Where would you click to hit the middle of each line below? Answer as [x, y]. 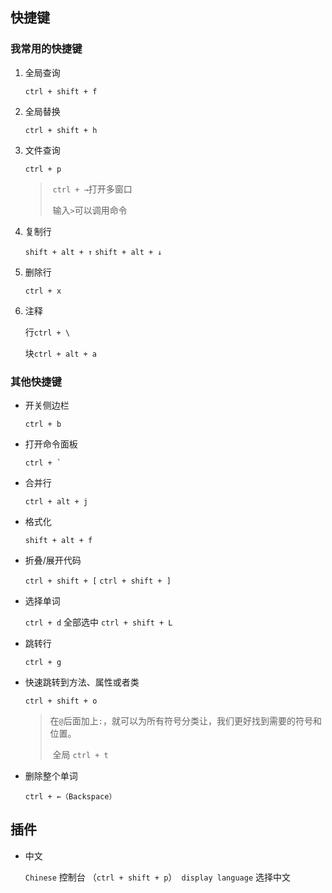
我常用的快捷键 [46, 49]
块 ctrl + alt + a [61, 353]
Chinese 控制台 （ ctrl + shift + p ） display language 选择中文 [157, 877]
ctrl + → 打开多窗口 [92, 189]
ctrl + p [43, 169]
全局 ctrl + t [80, 754]
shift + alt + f [58, 540]
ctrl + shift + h [61, 130]
